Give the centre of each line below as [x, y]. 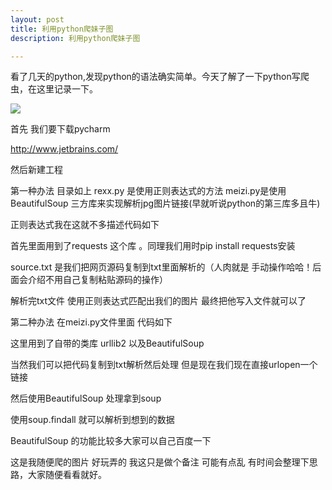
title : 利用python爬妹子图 [62, 29]
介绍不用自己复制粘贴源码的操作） [97, 280]
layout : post [37, 19]
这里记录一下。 [67, 89]
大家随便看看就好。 [67, 475]
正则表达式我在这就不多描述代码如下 [85, 225]
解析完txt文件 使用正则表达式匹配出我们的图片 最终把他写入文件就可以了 [158, 301]
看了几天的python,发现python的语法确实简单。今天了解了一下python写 [155, 77]
